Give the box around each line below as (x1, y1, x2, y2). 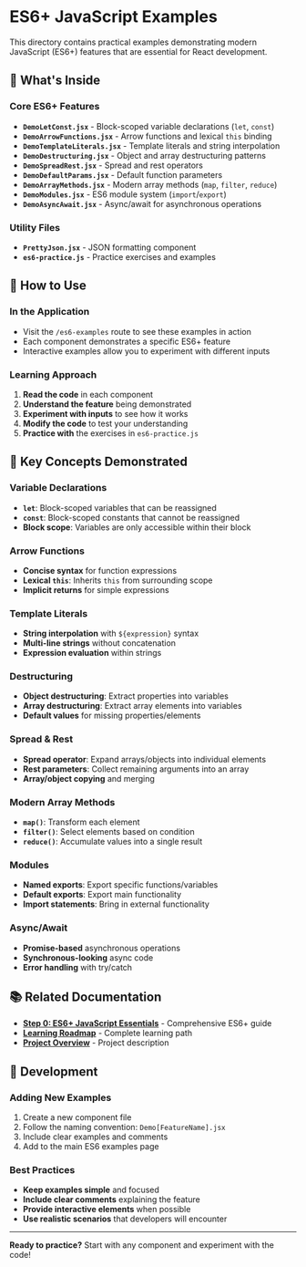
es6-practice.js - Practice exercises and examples (22, 251, 217, 262)
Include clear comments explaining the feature (22, 1194, 200, 1205)
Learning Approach (9, 368, 97, 380)
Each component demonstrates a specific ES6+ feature (22, 336, 230, 347)
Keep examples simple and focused (22, 1184, 159, 1196)
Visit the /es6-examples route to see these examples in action (22, 326, 252, 337)
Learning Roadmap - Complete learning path (22, 1028, 193, 1039)
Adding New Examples (9, 1091, 112, 1104)
